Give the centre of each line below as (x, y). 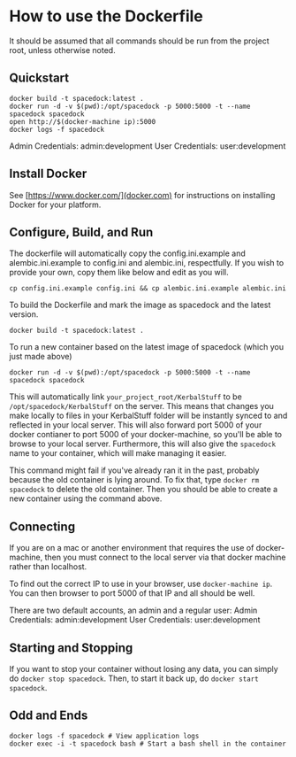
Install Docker (48, 174)
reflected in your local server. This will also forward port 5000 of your (136, 425)
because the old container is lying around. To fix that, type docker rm (134, 480)
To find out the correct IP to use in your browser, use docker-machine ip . (141, 584)
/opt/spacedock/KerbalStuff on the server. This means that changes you (141, 406)
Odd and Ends (49, 716)
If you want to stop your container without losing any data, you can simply (144, 669)
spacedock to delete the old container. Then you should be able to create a (144, 490)
